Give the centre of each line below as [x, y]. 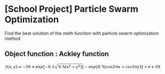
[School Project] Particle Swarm [72, 9]
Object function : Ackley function [57, 54]
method [13, 38]
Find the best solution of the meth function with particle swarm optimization [82, 33]
